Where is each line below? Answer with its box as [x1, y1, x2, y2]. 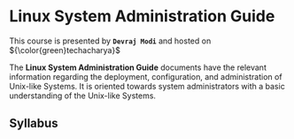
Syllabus [9, 116, 59, 131]
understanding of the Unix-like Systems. [9, 90, 157, 101]
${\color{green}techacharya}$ [9, 44, 121, 55]
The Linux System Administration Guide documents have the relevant [9, 62, 267, 73]
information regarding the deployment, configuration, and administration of [9, 71, 282, 81]
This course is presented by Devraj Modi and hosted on [9, 35, 212, 46]
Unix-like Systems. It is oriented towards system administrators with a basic [9, 81, 285, 91]
